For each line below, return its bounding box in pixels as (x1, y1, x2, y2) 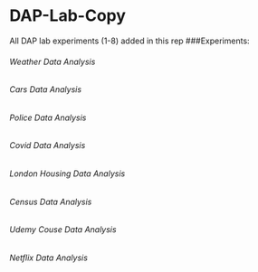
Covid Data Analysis (9, 140, 86, 151)
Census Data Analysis (9, 196, 92, 207)
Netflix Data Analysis (9, 252, 89, 263)
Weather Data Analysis (9, 56, 96, 67)
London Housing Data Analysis (9, 168, 126, 179)
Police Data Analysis (9, 112, 87, 123)
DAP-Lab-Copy (9, 5, 127, 26)
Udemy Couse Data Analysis (9, 224, 117, 235)
